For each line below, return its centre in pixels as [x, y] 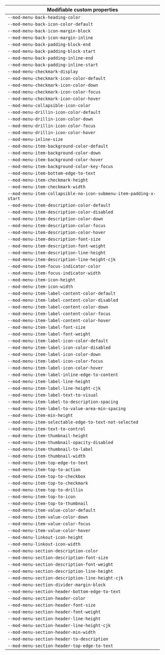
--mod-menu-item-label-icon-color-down [54, 354]
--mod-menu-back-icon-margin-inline [50, 38]
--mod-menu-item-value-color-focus [49, 524]
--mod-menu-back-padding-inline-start [53, 65]
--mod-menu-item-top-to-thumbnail [48, 503]
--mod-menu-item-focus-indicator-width [54, 273]
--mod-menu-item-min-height [40, 415]
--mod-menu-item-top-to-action [44, 469]
